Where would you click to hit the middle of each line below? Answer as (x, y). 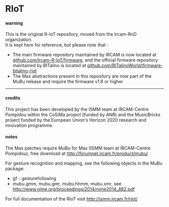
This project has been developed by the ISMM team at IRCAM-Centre (77, 109)
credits (13, 98)
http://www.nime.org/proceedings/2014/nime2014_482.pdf (73, 189)
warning (14, 23)
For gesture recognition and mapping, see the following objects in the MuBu (84, 163)
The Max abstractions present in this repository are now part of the (82, 76)
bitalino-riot (24, 71)
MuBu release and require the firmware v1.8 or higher (68, 82)
